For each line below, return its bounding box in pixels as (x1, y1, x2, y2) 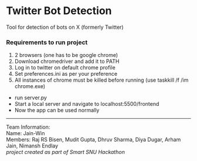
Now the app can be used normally (14, 107, 100, 114)
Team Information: (6, 123, 50, 130)
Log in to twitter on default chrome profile (14, 64, 116, 71)
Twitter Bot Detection (6, 4, 113, 18)
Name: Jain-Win (6, 130, 45, 137)
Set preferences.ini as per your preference (14, 71, 118, 78)
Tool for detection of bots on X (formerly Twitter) (6, 24, 124, 31)
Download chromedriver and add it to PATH (14, 58, 120, 65)
